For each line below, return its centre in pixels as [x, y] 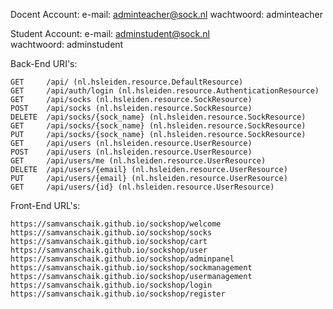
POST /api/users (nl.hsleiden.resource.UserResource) [131, 152]
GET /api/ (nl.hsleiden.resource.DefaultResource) [127, 82]
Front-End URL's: [45, 205]
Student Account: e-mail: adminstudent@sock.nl [110, 33]
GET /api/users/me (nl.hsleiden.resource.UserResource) [138, 161]
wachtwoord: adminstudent [67, 44]
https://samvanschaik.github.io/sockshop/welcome [116, 224]
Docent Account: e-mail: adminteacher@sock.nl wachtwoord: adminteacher [167, 14]
